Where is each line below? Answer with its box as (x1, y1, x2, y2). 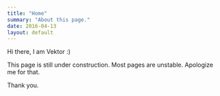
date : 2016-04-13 (7, 22, 57, 29)
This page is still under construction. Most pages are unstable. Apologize (7, 61, 214, 69)
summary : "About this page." (7, 16, 90, 23)
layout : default (7, 29, 53, 36)
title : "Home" (7, 10, 48, 17)
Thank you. (7, 81, 39, 89)
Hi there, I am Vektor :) (7, 48, 71, 56)
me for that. (7, 68, 40, 76)
